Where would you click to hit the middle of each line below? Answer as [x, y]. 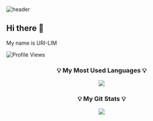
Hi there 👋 [25, 28]
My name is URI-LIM [32, 43]
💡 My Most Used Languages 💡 [102, 70]
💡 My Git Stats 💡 [102, 99]
